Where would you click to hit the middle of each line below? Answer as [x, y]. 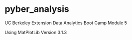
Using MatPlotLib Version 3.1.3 [36, 32]
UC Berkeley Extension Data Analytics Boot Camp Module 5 [66, 23]
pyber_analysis [37, 9]
